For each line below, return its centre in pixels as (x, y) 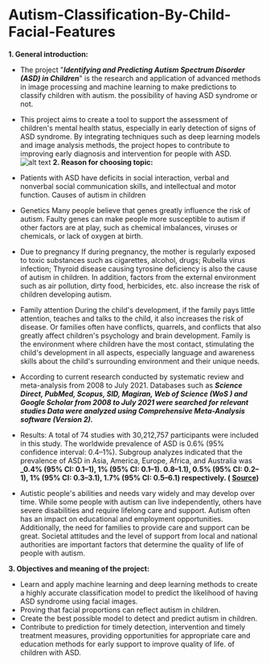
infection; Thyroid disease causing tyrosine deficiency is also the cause (138, 268)
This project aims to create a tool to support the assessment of (124, 119)
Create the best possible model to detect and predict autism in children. (139, 618)
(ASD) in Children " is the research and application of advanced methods (140, 78)
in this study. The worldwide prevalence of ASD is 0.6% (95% (122, 443)
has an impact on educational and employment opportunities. (121, 518)
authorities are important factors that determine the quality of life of (132, 544)
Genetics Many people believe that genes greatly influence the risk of (135, 210)
